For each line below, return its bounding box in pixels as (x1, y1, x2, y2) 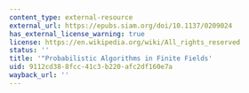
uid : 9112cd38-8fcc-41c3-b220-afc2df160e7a (9, 63, 173, 72)
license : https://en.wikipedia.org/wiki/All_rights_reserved (9, 37, 241, 47)
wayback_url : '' (9, 71, 69, 80)
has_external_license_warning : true (9, 29, 145, 38)
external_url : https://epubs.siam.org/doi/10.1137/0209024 (9, 21, 233, 30)
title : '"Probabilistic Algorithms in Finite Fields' (9, 54, 213, 63)
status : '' (9, 46, 50, 55)
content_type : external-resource (9, 12, 133, 22)
